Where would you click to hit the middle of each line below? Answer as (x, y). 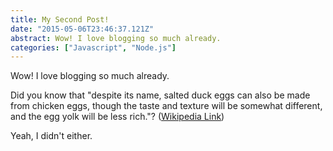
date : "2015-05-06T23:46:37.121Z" (82, 29)
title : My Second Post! (60, 19)
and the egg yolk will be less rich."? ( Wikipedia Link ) (117, 117)
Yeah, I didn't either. (51, 136)
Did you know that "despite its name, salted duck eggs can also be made (160, 95)
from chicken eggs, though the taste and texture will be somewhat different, (166, 106)
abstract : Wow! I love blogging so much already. (116, 38)
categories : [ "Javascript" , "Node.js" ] (93, 47)
